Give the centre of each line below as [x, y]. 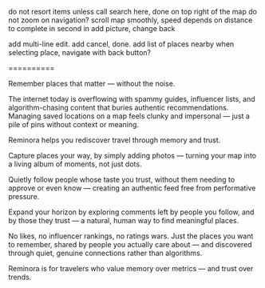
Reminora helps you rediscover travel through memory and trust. [115, 140]
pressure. [24, 196]
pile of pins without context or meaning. [74, 124]
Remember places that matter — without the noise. [92, 84]
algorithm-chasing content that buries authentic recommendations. [119, 108]
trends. [20, 277]
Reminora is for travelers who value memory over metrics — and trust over [131, 268]
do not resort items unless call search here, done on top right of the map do [133, 12]
